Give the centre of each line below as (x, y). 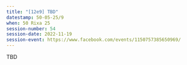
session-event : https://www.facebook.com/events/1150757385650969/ (94, 40)
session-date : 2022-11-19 (39, 34)
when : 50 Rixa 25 (28, 23)
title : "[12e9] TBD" (33, 12)
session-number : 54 (31, 29)
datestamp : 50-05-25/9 (35, 17)
